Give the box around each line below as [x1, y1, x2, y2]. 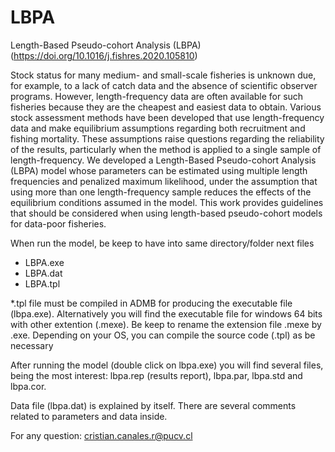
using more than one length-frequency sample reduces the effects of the [10, 186, 312, 198]
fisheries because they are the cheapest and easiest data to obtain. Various [10, 101, 322, 113]
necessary [10, 339, 54, 351]
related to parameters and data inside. [10, 410, 168, 422]
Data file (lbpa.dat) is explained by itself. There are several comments [10, 399, 297, 411]
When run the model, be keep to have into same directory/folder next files [10, 237, 315, 249]
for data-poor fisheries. [10, 217, 107, 230]
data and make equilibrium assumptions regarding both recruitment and [10, 122, 306, 134]
